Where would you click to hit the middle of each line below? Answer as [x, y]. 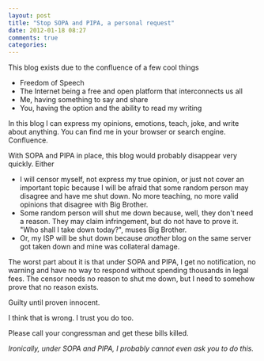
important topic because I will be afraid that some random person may [134, 188]
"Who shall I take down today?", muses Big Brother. [103, 230]
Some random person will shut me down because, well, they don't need [136, 213]
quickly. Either [31, 164]
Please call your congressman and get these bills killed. [98, 333]
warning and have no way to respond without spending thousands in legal [128, 271]
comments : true [33, 38]
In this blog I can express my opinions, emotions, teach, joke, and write [124, 123]
